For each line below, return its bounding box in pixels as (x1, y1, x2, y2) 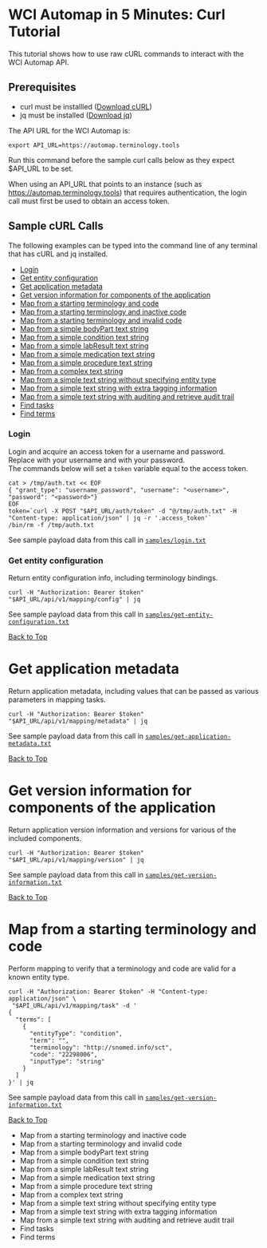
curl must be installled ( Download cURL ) (19, 101, 153, 111)
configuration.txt (8, 618, 69, 626)
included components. (8, 834, 82, 843)
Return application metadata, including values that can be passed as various (8, 687, 259, 696)
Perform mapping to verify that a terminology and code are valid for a (8, 964, 237, 973)
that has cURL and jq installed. (8, 249, 108, 259)
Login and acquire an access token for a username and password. (8, 446, 226, 456)
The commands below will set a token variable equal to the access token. (8, 463, 249, 473)
